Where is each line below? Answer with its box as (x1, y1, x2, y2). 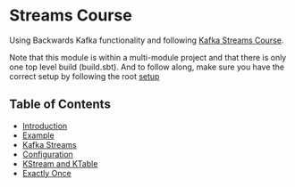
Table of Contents (9, 97, 112, 112)
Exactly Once (21, 167, 72, 178)
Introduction (21, 120, 68, 131)
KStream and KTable (21, 158, 98, 169)
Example (21, 130, 55, 141)
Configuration (21, 149, 73, 159)
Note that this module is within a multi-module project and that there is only (9, 52, 287, 62)
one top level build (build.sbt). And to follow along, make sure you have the (9, 61, 285, 72)
